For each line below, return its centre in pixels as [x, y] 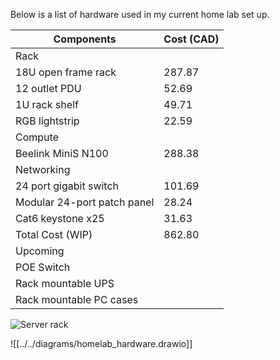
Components [85, 39]
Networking [43, 169]
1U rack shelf [47, 104]
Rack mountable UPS [65, 283]
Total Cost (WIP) [54, 234]
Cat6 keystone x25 [60, 218]
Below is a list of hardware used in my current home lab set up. [140, 14]
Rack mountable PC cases [77, 299]
